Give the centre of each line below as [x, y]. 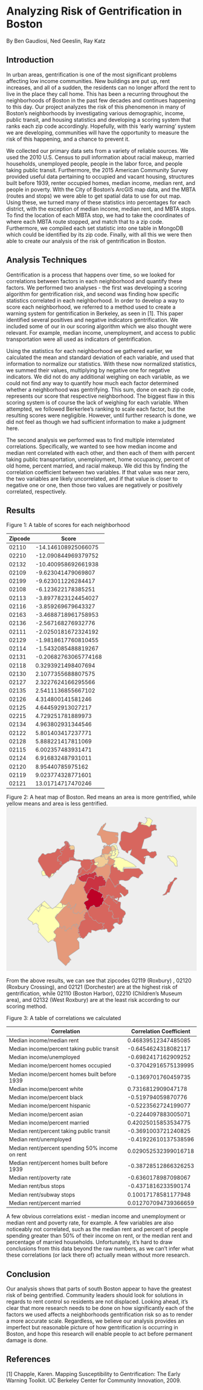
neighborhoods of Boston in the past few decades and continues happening [101, 100]
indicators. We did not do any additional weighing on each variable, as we [98, 377]
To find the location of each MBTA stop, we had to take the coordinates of [98, 215]
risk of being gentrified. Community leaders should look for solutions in [95, 1295]
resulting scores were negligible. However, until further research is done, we [101, 415]
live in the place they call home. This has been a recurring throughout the [97, 94]
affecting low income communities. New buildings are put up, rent [88, 81]
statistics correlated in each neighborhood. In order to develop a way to [95, 300]
